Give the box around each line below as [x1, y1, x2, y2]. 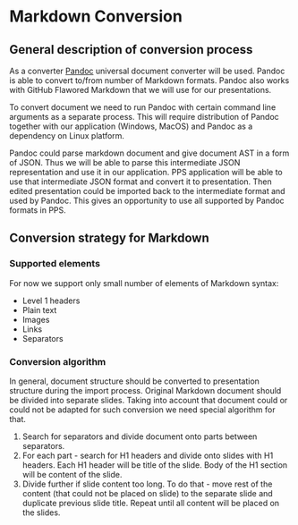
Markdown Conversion [9, 6, 183, 27]
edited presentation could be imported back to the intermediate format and [9, 186, 285, 196]
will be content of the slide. [21, 469, 123, 479]
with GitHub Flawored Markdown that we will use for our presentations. [9, 85, 272, 95]
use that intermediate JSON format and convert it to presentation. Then [9, 176, 273, 187]
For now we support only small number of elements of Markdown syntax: [9, 277, 279, 288]
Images [21, 314, 50, 325]
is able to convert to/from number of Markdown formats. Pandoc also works [9, 75, 290, 86]
